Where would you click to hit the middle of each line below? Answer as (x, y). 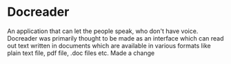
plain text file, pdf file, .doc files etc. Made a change (81, 53)
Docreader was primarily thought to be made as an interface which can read (115, 38)
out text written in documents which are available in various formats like (109, 45)
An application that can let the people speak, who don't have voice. (103, 31)
